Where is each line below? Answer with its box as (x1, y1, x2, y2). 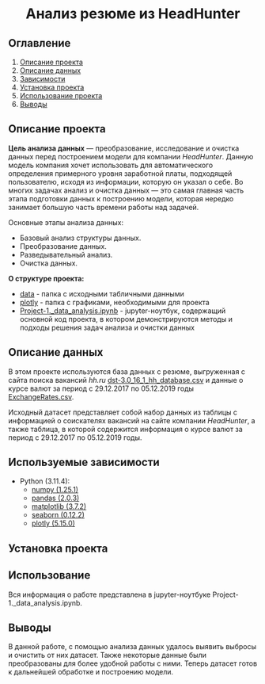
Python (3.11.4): (19, 476, 70, 486)
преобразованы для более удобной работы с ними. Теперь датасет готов (8, 659, 258, 668)
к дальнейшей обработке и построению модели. (8, 667, 174, 677)
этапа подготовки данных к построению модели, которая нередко (8, 193, 234, 203)
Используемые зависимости (8, 456, 160, 469)
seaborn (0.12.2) (31, 510, 85, 520)
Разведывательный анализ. (19, 250, 113, 259)
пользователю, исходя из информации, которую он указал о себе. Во (8, 177, 244, 186)
